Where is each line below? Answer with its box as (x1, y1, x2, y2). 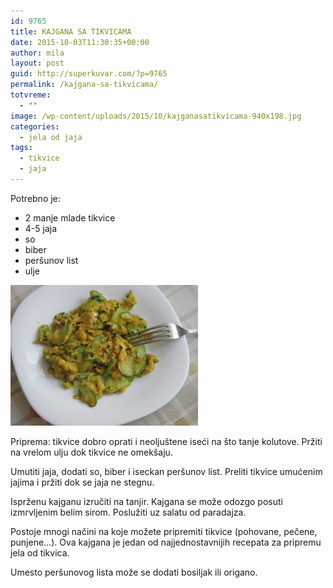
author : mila (10, 48, 65, 58)
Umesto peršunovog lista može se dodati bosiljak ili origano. (10, 566, 258, 578)
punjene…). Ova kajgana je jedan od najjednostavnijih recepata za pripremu (10, 536, 322, 548)
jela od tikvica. (10, 546, 70, 559)
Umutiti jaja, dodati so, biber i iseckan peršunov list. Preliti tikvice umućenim (10, 465, 323, 477)
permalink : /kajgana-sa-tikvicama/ (10, 80, 159, 90)
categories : (10, 121, 60, 132)
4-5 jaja (24, 222, 58, 234)
